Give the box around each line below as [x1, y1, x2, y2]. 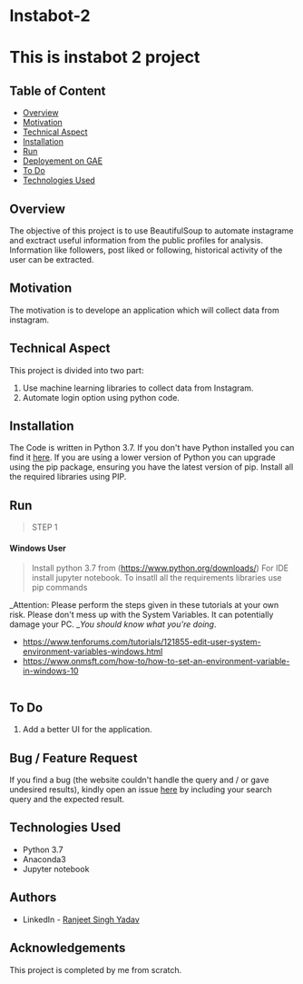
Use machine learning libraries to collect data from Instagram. [22, 383, 254, 393]
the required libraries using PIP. [9, 472, 127, 482]
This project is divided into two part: [9, 364, 144, 375]
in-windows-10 [22, 665, 79, 677]
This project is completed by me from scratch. [9, 964, 182, 975]
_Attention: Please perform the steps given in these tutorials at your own [9, 600, 279, 611]
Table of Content [9, 83, 106, 98]
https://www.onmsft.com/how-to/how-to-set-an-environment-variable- [22, 656, 290, 667]
